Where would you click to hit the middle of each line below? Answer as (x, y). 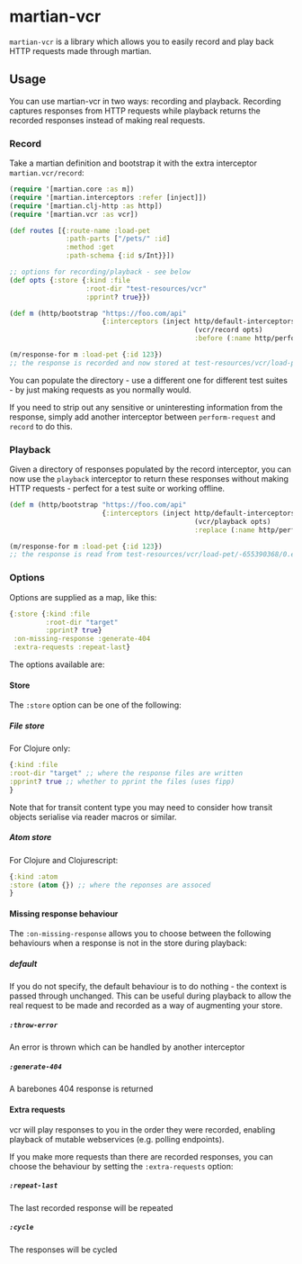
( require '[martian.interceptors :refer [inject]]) (108, 197)
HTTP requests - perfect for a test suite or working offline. (117, 489)
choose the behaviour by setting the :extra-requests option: (121, 1166)
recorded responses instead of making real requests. (107, 120)
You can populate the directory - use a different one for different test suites (148, 380)
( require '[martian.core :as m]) (72, 190)
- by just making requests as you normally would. (100, 390)
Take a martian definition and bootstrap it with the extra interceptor (133, 163)
